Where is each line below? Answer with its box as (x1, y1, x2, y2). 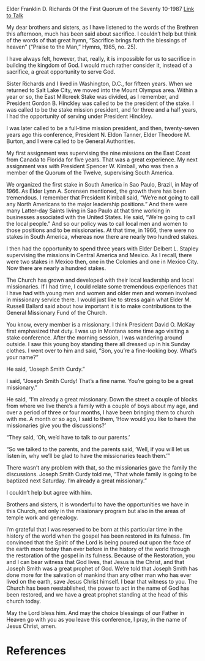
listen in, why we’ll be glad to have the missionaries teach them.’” (6, 452, 170, 459)
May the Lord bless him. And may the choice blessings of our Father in (6, 609, 185, 616)
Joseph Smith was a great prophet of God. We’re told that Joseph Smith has (6, 565, 198, 572)
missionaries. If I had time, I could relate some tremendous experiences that (6, 283, 198, 290)
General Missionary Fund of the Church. (6, 309, 107, 316)
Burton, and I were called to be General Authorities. (6, 137, 136, 145)
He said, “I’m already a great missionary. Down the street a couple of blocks (6, 396, 198, 403)
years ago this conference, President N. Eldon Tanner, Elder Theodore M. (6, 131, 191, 138)
